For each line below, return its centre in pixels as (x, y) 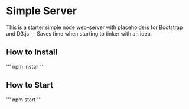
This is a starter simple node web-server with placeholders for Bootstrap (94, 27)
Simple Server (42, 11)
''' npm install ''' (26, 66)
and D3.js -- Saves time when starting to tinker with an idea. (79, 33)
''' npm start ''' (24, 100)
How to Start (30, 85)
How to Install (32, 52)
